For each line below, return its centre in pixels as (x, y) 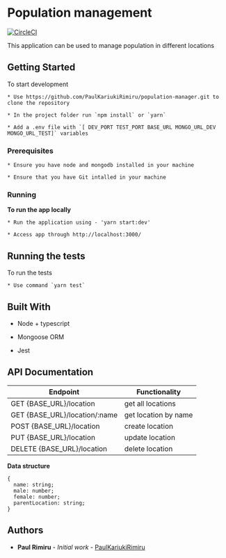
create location (149, 426)
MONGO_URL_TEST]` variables (48, 133)
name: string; (34, 484)
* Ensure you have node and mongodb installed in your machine (101, 165)
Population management (80, 13)
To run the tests (30, 273)
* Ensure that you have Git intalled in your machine (87, 178)
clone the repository (39, 103)
